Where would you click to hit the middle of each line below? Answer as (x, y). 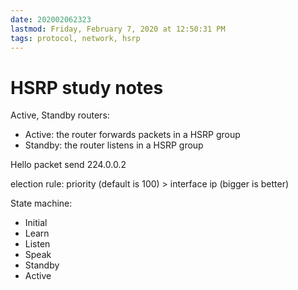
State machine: (41, 203)
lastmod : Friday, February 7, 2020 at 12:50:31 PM (118, 29)
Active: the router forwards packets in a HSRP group (132, 135)
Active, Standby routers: (60, 115)
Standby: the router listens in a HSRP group (114, 145)
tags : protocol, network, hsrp (75, 38)
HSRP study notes (87, 87)
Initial (36, 223)
